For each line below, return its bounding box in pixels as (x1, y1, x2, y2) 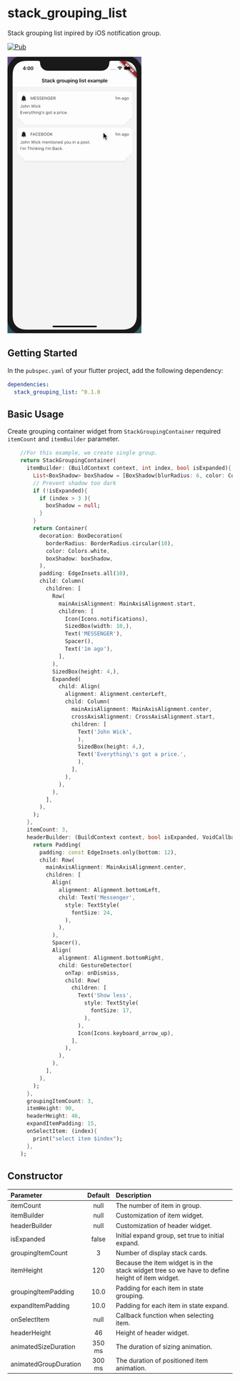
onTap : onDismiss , (64, 969, 120, 977)
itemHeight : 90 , (26, 1105, 75, 1112)
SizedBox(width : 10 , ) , (64, 623, 133, 630)
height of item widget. (115, 1274, 180, 1282)
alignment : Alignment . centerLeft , (64, 691, 168, 698)
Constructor (7, 1170, 63, 1182)
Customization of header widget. (115, 1221, 212, 1230)
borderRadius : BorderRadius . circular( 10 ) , (45, 539, 174, 547)
